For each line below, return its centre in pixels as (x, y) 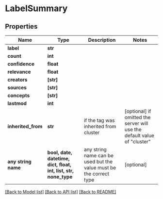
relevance (19, 72)
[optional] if (138, 111)
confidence (21, 64)
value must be (100, 168)
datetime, (58, 158)
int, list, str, (61, 171)
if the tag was (99, 120)
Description (102, 40)
